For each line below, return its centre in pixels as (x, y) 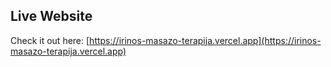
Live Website (51, 16)
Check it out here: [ (50, 40)
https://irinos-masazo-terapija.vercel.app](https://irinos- (205, 40)
